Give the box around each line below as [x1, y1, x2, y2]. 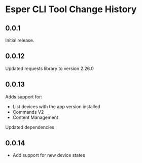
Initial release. [5, 37, 34, 43]
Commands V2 [12, 109, 44, 115]
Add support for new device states [12, 152, 85, 158]
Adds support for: [5, 93, 42, 100]
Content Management [12, 114, 58, 120]
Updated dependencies [5, 124, 55, 130]
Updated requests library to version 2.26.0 [5, 65, 94, 72]
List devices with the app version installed [12, 103, 100, 110]
